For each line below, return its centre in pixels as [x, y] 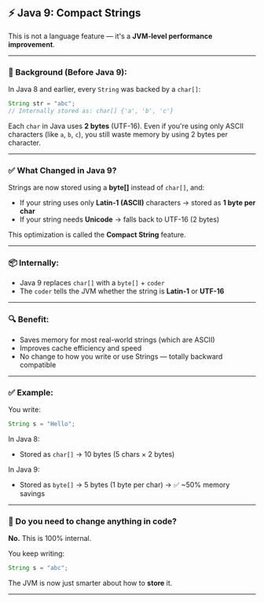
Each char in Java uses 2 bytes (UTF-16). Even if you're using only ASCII [126, 126]
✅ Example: [31, 392]
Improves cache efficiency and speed [81, 347]
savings [32, 493]
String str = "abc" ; [42, 104]
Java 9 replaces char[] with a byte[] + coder [92, 283]
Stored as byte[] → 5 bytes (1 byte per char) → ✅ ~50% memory [125, 484]
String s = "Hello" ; [42, 424]
